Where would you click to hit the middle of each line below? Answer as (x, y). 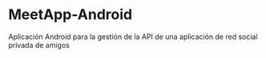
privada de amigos (39, 44)
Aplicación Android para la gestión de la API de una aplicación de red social (133, 37)
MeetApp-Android (71, 15)
